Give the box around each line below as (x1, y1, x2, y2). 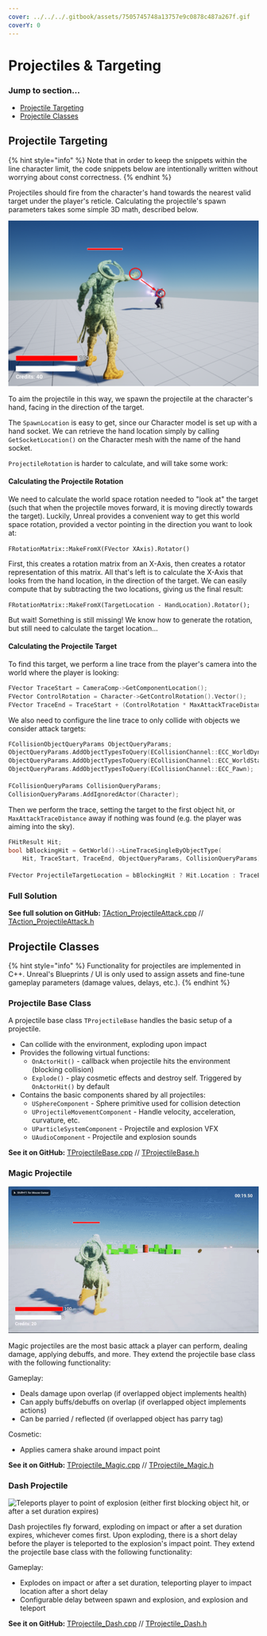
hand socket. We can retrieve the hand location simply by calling (8, 426, 220, 436)
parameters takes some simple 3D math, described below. (8, 204, 199, 214)
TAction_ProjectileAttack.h (8, 917, 95, 926)
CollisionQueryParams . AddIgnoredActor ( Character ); (8, 790, 180, 798)
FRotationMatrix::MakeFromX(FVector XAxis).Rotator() (8, 545, 191, 552)
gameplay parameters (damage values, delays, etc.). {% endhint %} (8, 978, 230, 987)
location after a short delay (19, 1587, 109, 1596)
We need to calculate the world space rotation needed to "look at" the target (8, 494, 258, 504)
